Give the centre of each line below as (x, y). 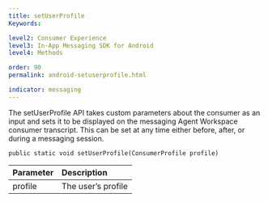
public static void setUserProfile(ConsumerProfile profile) (114, 153)
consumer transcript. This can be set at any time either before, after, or (127, 129)
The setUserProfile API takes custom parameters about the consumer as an (134, 112)
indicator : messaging (45, 90)
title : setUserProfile (47, 16)
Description (84, 172)
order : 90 (25, 68)
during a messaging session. (56, 138)
